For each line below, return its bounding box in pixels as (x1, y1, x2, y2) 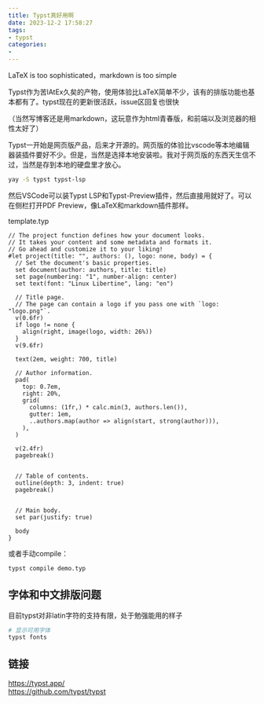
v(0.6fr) (15, 313, 44, 322)
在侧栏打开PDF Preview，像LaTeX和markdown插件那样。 (8, 200, 193, 210)
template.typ (8, 216, 49, 225)
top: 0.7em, (22, 383, 61, 390)
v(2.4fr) (15, 445, 44, 453)
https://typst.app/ (8, 679, 65, 688)
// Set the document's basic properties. (15, 258, 153, 267)
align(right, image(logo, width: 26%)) (22, 328, 153, 335)
